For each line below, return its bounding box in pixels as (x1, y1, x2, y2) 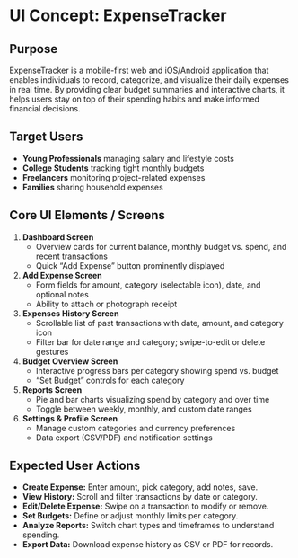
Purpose (9, 41, 58, 57)
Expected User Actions (9, 458, 141, 474)
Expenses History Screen (22, 307, 119, 319)
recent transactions (35, 251, 109, 261)
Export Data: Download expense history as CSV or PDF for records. (22, 539, 274, 550)
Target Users (9, 129, 83, 145)
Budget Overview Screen (22, 356, 118, 367)
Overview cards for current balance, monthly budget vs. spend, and (35, 241, 287, 252)
